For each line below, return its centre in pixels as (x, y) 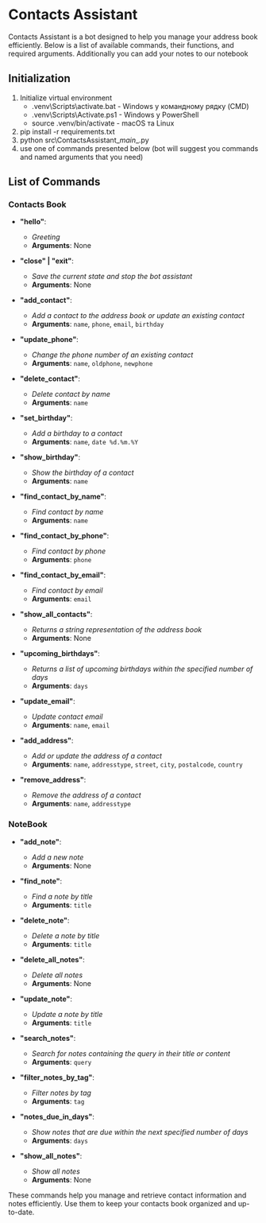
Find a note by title (62, 896)
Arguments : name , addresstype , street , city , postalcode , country (137, 764)
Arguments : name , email (71, 725)
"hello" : (33, 222)
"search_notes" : (48, 1038)
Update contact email (67, 716)
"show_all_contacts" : (56, 615)
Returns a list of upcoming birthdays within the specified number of (142, 669)
